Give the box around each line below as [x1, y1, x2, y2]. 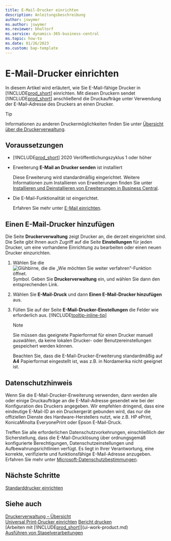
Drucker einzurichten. [5, 250, 51, 256]
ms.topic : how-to [5, 36, 42, 41]
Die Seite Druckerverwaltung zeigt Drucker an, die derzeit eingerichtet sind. [5, 233, 166, 240]
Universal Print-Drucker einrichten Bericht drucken [5, 518, 112, 525]
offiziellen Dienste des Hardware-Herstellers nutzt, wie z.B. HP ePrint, [5, 414, 152, 420]
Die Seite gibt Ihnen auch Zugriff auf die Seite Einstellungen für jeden [5, 239, 152, 245]
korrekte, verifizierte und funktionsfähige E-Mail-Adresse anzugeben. [5, 451, 152, 457]
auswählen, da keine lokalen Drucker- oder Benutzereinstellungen [12, 337, 152, 343]
